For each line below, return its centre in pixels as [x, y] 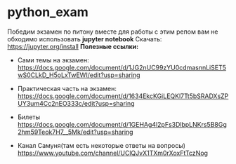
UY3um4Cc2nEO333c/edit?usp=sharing [76, 103]
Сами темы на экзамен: [53, 60]
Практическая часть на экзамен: [67, 88]
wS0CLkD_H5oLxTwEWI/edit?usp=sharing [79, 75]
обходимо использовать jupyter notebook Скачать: [85, 39]
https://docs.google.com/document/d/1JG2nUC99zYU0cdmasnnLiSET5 [122, 67]
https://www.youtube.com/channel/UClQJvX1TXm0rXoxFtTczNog [113, 153]
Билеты [29, 117]
